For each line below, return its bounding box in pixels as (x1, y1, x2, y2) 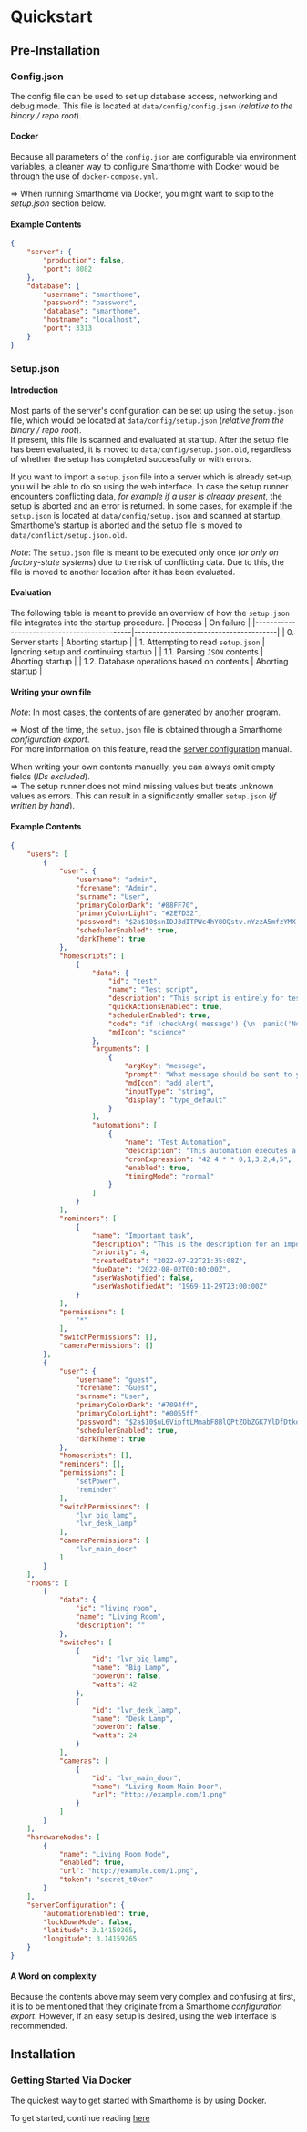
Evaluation (10, 587, 52, 598)
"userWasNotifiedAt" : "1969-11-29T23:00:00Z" (91, 1282, 268, 1291)
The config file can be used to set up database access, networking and (10, 90, 278, 101)
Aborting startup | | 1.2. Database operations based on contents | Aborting (10, 655, 289, 666)
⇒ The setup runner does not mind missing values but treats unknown (10, 781, 274, 792)
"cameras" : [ (58, 1756, 108, 1766)
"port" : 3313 (43, 324, 93, 334)
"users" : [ (26, 850, 68, 859)
